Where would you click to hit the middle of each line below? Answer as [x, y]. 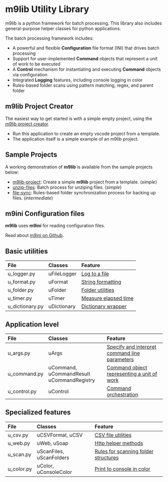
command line [123, 353]
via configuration [30, 74]
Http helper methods [119, 443]
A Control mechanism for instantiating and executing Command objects [86, 69]
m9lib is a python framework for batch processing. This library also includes [83, 23]
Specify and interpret [131, 347]
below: [12, 172]
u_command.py [25, 374]
